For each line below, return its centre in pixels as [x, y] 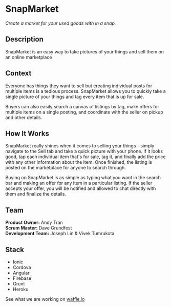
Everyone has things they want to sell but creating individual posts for [79, 86]
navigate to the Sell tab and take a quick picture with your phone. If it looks [84, 151]
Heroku [20, 289]
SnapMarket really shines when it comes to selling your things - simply [80, 146]
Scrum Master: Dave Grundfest [39, 228]
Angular [21, 273]
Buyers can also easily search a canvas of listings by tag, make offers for [82, 106]
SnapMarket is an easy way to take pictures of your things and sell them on [85, 51]
